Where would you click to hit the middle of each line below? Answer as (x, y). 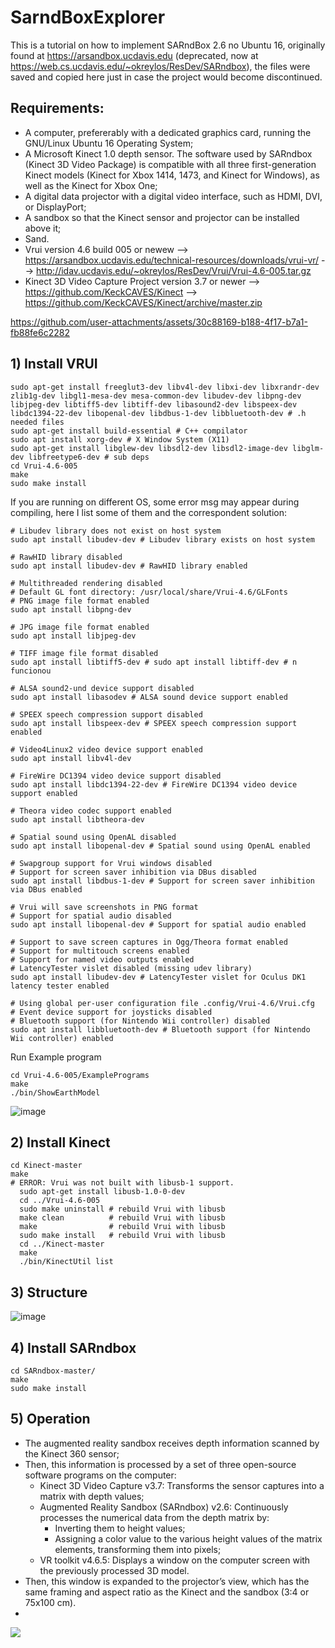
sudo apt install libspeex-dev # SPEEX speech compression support (154, 723)
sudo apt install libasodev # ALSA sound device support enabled (149, 697)
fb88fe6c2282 (40, 332)
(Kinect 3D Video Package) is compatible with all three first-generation (170, 164)
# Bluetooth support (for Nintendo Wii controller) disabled (140, 1021)
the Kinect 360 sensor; (72, 1453)
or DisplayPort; (55, 207)
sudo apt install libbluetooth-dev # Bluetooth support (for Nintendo (160, 1029)
